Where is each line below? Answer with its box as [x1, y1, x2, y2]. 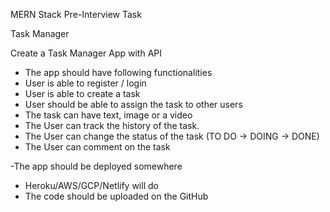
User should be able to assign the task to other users [24, 99, 243, 110]
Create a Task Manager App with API [10, 47, 162, 59]
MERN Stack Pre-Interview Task [10, 9, 142, 20]
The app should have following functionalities [24, 67, 213, 78]
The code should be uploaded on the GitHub [24, 190, 209, 202]
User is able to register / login [24, 77, 147, 89]
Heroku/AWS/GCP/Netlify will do [24, 180, 159, 191]
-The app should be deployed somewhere [10, 160, 183, 172]
